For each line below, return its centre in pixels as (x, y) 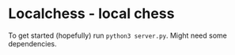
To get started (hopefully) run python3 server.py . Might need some (117, 35)
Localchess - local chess (91, 14)
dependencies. (32, 43)
